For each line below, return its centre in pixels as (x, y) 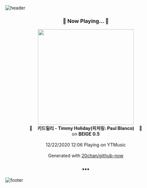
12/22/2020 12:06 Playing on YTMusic (86, 145)
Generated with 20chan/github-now (86, 156)
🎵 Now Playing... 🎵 (86, 21)
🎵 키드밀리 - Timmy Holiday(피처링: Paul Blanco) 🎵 (86, 128)
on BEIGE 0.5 (86, 134)
